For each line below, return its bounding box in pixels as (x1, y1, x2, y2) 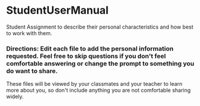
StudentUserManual (6, 4, 109, 17)
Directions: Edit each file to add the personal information (6, 44, 174, 52)
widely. (6, 93, 24, 100)
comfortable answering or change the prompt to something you (6, 59, 195, 67)
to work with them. (6, 29, 53, 36)
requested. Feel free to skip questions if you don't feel (6, 52, 166, 60)
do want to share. (6, 67, 58, 75)
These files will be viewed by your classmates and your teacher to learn (6, 80, 183, 88)
